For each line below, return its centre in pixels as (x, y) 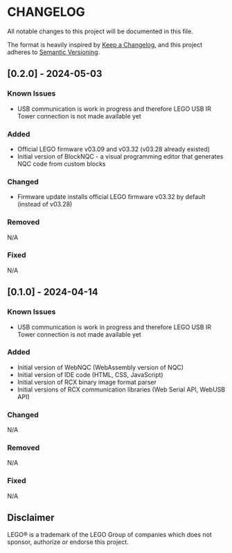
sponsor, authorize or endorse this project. (68, 542)
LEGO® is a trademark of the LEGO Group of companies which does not (110, 534)
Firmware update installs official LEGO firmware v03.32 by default (111, 197)
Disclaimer (31, 518)
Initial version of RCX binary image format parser (87, 382)
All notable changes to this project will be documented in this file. (100, 31)
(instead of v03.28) (45, 204)
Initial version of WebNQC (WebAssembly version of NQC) (100, 367)
